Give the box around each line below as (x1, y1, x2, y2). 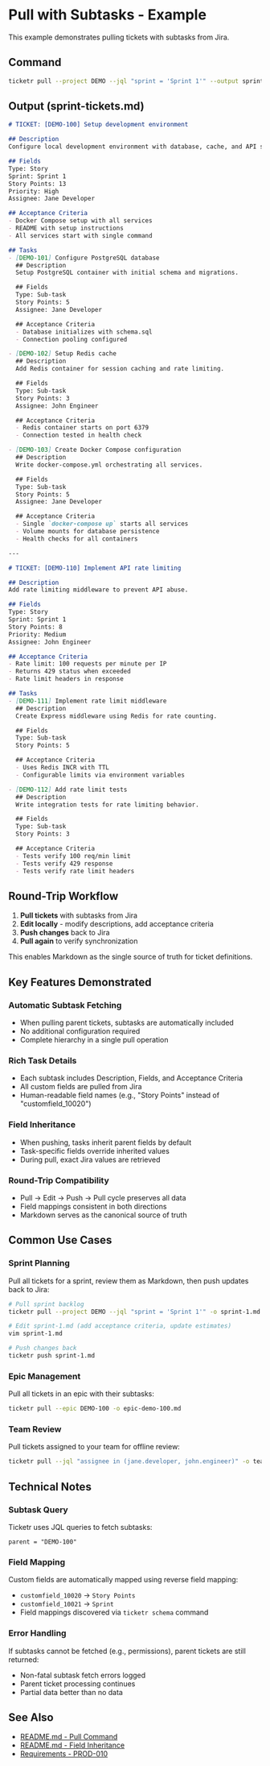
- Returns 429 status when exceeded (8, 667, 131, 676)
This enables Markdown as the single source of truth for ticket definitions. (8, 952, 253, 962)
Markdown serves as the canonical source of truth (19, 1210, 187, 1220)
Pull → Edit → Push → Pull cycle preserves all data (19, 1192, 186, 1202)
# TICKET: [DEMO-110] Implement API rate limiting (8, 564, 182, 572)
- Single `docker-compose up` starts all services (15, 520, 189, 529)
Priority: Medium (8, 630, 67, 638)
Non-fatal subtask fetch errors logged (19, 1670, 146, 1680)
